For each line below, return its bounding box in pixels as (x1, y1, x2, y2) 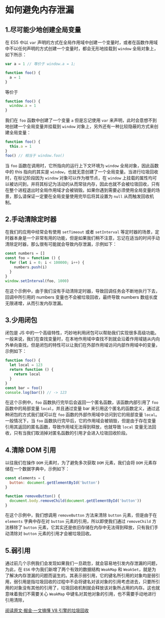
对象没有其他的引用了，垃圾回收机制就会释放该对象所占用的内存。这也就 (13, 585, 160, 591)
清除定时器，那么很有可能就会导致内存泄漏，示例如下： (5, 241, 117, 247)
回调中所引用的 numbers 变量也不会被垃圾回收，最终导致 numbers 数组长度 (5, 294, 158, 300)
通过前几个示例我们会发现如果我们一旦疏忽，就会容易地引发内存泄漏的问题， (5, 560, 160, 566)
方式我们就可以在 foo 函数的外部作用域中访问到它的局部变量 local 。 (22, 412, 160, 417)
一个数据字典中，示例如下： (13, 466, 70, 472)
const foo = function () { (5, 256, 60, 260)
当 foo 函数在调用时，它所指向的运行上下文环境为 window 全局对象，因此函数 (5, 162, 159, 168)
